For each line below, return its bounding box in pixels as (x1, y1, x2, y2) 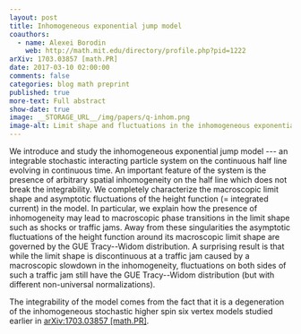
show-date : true (9, 105, 70, 114)
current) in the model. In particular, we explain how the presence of (9, 203, 258, 213)
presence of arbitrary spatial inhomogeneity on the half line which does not (9, 175, 288, 184)
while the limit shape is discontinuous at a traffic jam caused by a (9, 251, 250, 261)
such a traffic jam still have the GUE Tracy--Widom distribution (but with (9, 270, 275, 280)
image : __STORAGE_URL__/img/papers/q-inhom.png (9, 113, 191, 122)
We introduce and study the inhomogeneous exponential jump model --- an (9, 146, 288, 157)
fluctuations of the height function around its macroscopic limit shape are (9, 232, 280, 242)
